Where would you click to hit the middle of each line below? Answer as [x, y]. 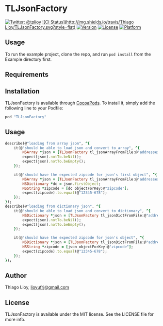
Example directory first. [28, 59]
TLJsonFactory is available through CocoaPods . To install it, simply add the [80, 103]
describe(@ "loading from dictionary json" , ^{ [53, 207]
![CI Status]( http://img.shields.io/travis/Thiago [88, 22]
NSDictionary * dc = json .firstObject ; [62, 184]
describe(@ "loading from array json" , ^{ [48, 143]
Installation [22, 91]
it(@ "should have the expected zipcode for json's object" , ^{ [79, 238]
